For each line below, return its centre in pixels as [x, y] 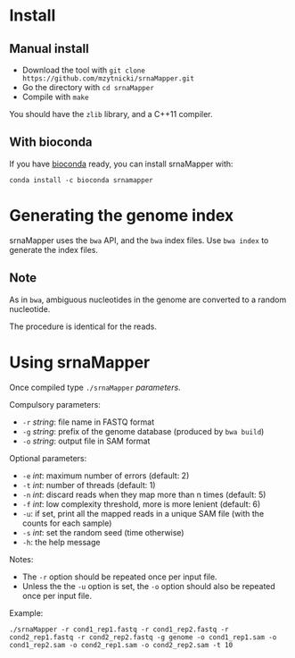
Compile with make [55, 97]
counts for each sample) [67, 523]
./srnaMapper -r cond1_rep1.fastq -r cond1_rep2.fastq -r [119, 629]
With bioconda [51, 143]
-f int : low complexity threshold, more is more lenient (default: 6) [141, 504]
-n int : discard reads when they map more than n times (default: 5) [144, 494]
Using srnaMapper [80, 362]
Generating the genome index [122, 215]
